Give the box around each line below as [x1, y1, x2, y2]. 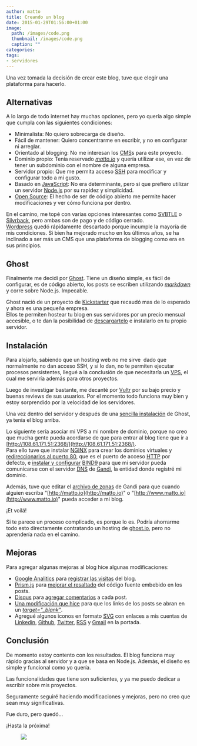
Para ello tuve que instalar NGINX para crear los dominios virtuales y [6, 447, 172, 454]
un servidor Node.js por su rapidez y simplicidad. [14, 186, 134, 194]
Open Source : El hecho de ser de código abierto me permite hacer [14, 193, 176, 200]
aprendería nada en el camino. [6, 531, 80, 538]
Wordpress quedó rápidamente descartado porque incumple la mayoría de [6, 223, 187, 230]
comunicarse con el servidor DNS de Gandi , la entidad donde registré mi [6, 465, 182, 472]
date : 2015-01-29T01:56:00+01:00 [6, 19, 88, 25]
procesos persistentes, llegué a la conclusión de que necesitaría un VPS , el [6, 368, 188, 375]
